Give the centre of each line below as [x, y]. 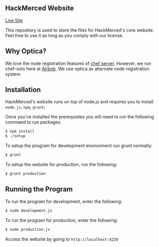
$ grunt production [25, 174]
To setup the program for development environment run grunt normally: [79, 146]
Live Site [14, 20]
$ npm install [20, 132]
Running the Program [39, 190]
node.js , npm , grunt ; [25, 107]
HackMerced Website [39, 8]
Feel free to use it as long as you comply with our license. [64, 35]
